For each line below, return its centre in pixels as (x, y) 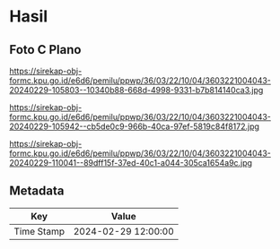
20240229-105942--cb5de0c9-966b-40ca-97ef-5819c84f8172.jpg (135, 126)
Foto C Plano (45, 50)
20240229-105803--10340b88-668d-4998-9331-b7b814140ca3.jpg (136, 90)
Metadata (37, 191)
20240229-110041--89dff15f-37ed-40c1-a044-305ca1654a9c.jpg (131, 163)
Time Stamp (39, 231)
